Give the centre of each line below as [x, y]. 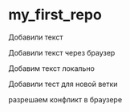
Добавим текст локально [51, 68]
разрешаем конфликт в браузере [65, 99]
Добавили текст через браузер [62, 52]
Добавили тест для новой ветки [63, 84]
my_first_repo [55, 15]
